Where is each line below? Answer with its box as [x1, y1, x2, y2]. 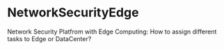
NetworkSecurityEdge [7, 5, 139, 21]
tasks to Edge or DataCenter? [7, 34, 92, 42]
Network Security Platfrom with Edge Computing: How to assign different [7, 27, 217, 36]
